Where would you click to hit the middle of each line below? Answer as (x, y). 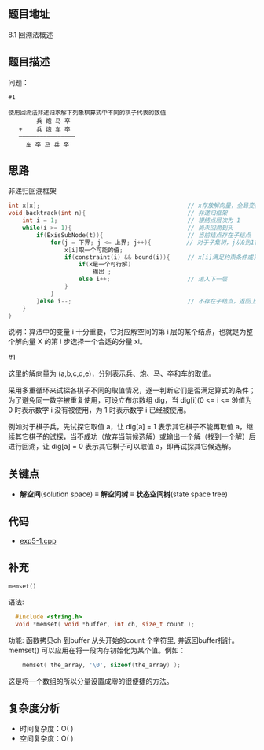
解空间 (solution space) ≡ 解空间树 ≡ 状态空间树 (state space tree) (123, 494)
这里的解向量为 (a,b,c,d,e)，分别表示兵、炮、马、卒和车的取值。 (112, 373)
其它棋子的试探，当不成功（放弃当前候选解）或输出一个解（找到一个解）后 (135, 436)
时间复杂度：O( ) (46, 729)
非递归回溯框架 (32, 191)
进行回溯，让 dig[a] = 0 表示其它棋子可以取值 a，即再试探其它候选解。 (122, 447)
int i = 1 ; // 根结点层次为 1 (132, 221)
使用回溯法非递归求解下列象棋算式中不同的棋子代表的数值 (87, 113)
